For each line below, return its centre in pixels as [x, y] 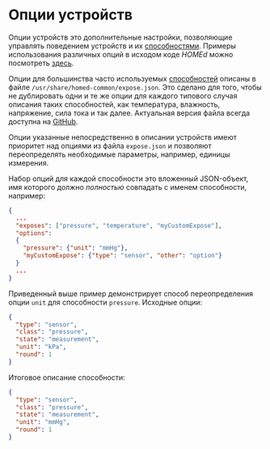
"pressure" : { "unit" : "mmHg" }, [76, 248]
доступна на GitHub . [43, 121]
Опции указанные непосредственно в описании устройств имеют [122, 137]
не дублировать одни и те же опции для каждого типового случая [123, 95]
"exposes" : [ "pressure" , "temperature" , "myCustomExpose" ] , [119, 225]
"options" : [34, 233]
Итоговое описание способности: [67, 377]
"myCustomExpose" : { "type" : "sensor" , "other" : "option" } [122, 256]
